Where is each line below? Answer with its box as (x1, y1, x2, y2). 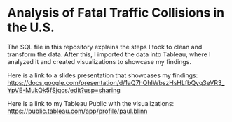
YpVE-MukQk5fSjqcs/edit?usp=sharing (7, 86, 121, 94)
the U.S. (7, 20, 55, 36)
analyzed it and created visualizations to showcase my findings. (7, 57, 191, 66)
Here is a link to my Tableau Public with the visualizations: (7, 99, 175, 107)
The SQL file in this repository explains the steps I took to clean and (7, 43, 203, 51)
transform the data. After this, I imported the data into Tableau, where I (7, 50, 212, 59)
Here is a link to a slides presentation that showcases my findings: (7, 71, 198, 79)
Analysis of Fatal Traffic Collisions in (7, 5, 225, 21)
